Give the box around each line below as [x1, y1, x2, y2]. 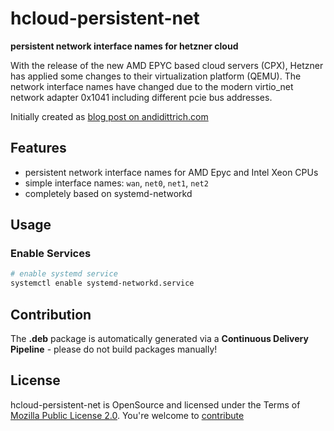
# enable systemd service [10, 269, 118, 279]
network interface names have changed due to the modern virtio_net [10, 80, 294, 92]
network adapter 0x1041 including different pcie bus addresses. [10, 91, 273, 103]
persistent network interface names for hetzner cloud [10, 40, 239, 52]
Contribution [10, 306, 92, 323]
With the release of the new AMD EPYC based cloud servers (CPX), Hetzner [10, 59, 324, 71]
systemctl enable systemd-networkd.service [10, 278, 195, 289]
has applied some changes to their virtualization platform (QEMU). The [10, 70, 302, 82]
